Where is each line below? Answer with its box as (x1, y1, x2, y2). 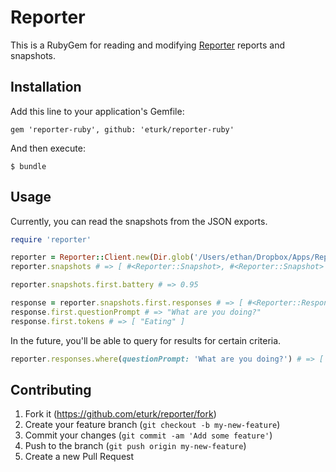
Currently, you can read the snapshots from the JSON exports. (10, 215, 268, 227)
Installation (10, 79, 82, 96)
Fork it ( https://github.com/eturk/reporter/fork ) (24, 408, 217, 420)
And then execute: (10, 142, 86, 154)
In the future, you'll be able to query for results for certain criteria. (10, 334, 282, 346)
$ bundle (10, 161, 47, 171)
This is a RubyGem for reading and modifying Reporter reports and (10, 39, 286, 51)
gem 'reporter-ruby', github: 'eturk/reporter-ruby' (10, 124, 235, 135)
